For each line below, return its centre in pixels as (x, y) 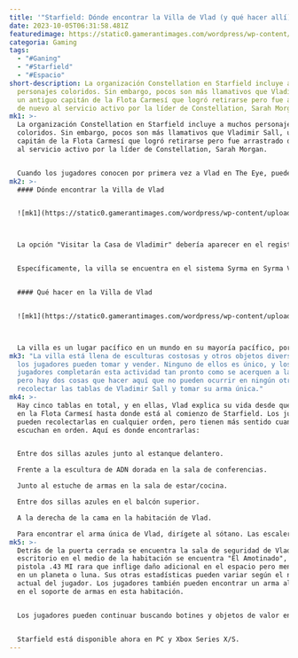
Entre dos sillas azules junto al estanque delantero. (121, 454)
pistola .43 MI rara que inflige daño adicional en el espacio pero (146, 567)
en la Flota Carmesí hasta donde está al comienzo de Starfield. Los (148, 413)
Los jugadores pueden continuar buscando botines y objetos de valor (148, 615)
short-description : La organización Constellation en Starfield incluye (146, 83)
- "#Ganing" (39, 59)
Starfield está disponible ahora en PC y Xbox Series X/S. (129, 639)
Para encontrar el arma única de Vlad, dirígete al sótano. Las (138, 534)
